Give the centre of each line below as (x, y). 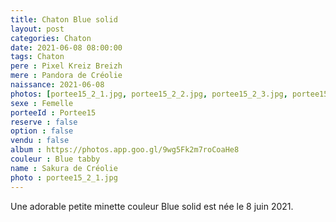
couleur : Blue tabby (55, 159)
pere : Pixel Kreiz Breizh (66, 66)
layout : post (37, 29)
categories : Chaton (51, 38)
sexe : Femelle (42, 103)
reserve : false (44, 122)
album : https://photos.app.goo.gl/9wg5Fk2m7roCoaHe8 (125, 150)
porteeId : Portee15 (53, 112)
